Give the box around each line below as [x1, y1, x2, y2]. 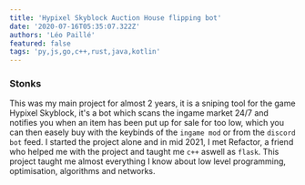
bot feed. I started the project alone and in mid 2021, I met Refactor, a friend [9, 137, 294, 148]
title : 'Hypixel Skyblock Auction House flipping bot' [9, 13, 222, 23]
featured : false [9, 38, 71, 48]
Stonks [9, 77, 42, 90]
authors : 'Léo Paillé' [9, 30, 96, 39]
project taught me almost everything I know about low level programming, [9, 156, 287, 167]
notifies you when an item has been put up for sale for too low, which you [9, 118, 285, 128]
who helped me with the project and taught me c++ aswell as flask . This [9, 147, 280, 158]
